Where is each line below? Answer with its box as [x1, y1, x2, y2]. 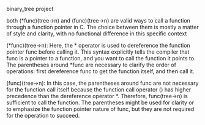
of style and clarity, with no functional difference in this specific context [6, 30, 187, 37]
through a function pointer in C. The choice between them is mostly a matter [6, 24, 199, 30]
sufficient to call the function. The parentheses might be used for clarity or [6, 99, 195, 106]
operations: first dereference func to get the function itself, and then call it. [6, 68, 195, 75]
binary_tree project [6, 5, 54, 12]
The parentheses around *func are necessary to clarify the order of [6, 61, 176, 68]
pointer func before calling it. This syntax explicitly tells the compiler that [6, 48, 190, 55]
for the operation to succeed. [6, 112, 80, 119]
